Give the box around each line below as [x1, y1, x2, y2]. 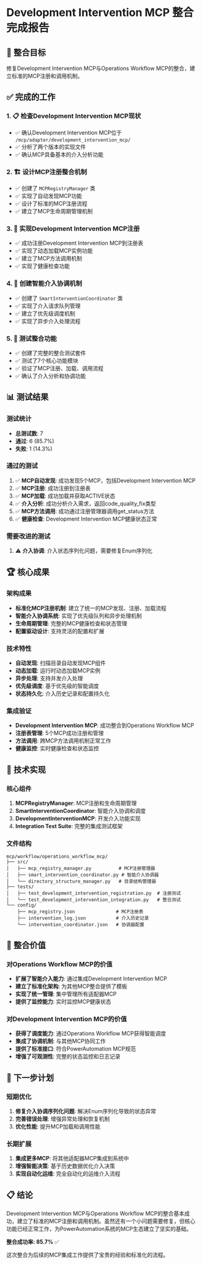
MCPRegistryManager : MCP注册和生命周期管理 [15, 799, 137, 807]
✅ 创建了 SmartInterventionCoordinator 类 [15, 294, 123, 302]
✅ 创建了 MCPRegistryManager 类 [15, 185, 96, 192]
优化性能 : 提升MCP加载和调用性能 [15, 1123, 101, 1130]
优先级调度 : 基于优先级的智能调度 [15, 682, 99, 690]
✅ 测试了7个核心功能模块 [15, 357, 78, 364]
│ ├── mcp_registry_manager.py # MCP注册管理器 [6, 866, 155, 872]
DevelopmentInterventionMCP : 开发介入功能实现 [15, 815, 141, 822]
